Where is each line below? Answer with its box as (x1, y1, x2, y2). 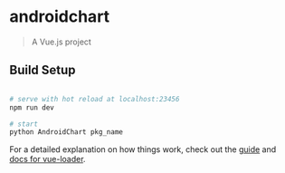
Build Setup (9, 62, 76, 78)
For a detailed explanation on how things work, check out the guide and (9, 144, 277, 155)
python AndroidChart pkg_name (9, 128, 124, 137)
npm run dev (9, 102, 54, 112)
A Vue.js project (31, 36, 92, 47)
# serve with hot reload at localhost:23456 (9, 94, 180, 103)
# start (9, 120, 39, 129)
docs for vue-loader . (9, 154, 86, 165)
